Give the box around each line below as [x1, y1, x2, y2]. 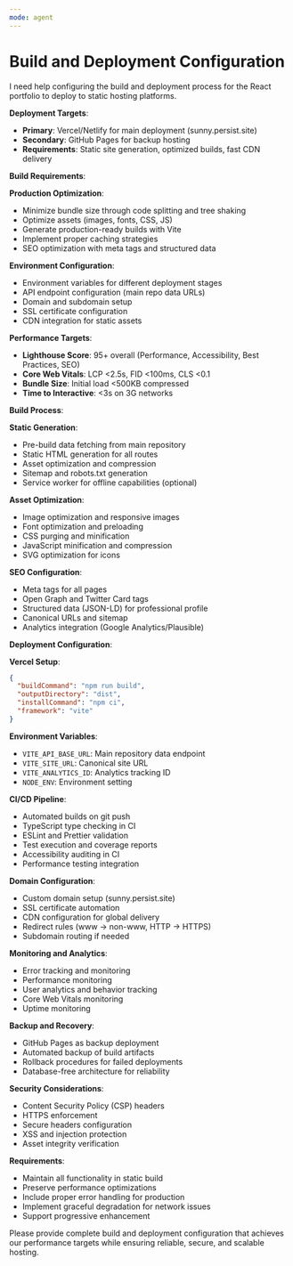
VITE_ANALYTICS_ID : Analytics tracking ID [21, 767, 171, 777]
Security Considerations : [9, 1083, 104, 1093]
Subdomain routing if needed [21, 930, 130, 941]
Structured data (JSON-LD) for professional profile [21, 603, 208, 613]
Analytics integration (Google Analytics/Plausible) [21, 621, 205, 632]
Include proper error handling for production [21, 1191, 185, 1202]
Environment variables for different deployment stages [21, 277, 223, 288]
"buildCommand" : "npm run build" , [17, 682, 145, 691]
